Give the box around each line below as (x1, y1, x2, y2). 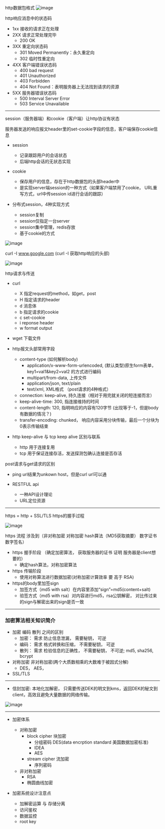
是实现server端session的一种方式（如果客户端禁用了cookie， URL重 (19, 185, 158, 191)
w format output (19, 325, 53, 331)
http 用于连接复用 (19, 444, 55, 450)
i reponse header (19, 320, 55, 325)
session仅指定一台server (19, 218, 70, 224)
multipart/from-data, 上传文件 (27, 375, 87, 381)
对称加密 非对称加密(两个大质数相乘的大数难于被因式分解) (12, 659, 129, 665)
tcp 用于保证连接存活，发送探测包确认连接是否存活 (19, 450, 122, 456)
